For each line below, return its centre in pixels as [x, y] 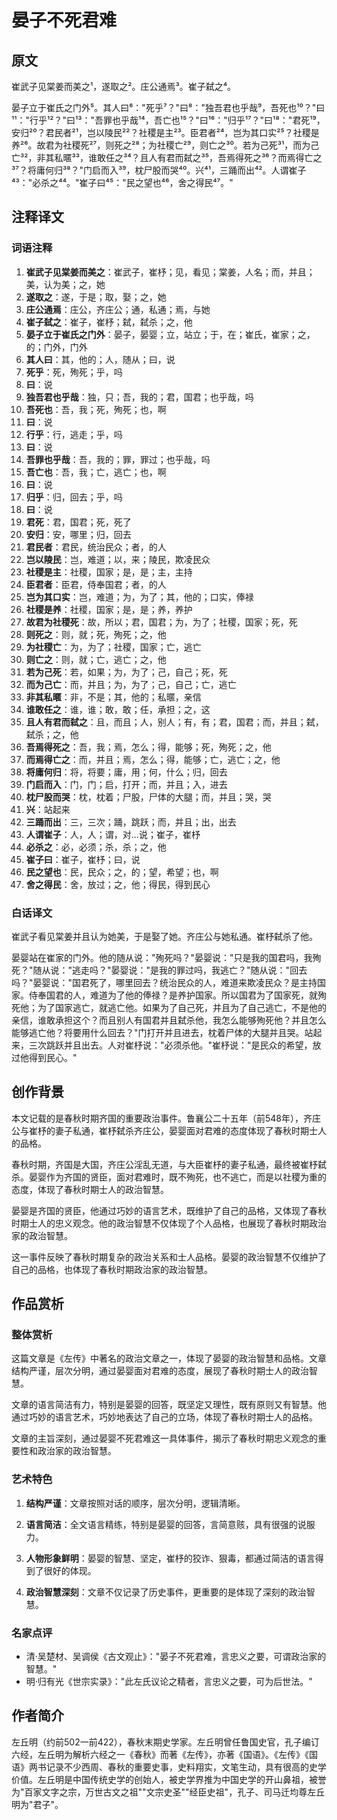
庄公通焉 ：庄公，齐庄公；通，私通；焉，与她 [118, 309]
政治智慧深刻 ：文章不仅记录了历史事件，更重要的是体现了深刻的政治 [166, 1592]
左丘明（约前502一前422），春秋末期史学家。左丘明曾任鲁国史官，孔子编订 [165, 1742]
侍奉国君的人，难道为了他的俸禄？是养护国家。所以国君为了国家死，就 [173, 995]
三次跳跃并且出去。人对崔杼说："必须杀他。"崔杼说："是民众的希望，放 [175, 1045]
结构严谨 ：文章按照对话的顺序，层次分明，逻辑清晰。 [135, 1503]
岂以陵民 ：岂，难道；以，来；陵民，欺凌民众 [118, 559]
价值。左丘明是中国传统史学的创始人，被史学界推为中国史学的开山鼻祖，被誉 [169, 1779]
